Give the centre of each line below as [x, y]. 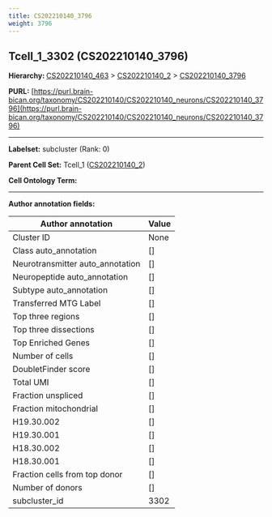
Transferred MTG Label [57, 303]
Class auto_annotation [55, 250]
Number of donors [47, 488]
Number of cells [43, 356]
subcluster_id [38, 501]
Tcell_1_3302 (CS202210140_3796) [98, 56]
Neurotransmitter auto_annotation [76, 264]
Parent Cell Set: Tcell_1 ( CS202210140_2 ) [77, 165]
